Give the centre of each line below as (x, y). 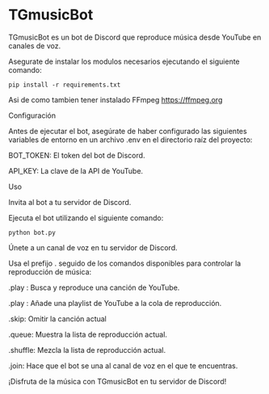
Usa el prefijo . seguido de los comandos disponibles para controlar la (125, 263)
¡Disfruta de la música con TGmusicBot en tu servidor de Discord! (118, 381)
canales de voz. (35, 45)
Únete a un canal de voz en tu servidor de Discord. (93, 247)
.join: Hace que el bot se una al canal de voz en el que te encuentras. (123, 366)
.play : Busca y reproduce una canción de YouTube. (94, 287)
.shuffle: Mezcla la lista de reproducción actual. (87, 350)
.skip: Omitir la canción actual (57, 319)
